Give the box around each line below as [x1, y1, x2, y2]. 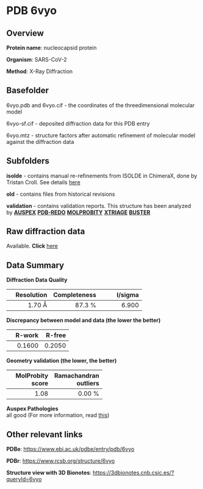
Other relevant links [6, 429, 84, 440]
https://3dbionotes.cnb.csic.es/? [92, 469, 175, 476]
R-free [45, 331, 66, 340]
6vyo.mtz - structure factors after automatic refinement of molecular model [6, 132, 196, 139]
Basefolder [6, 85, 49, 96]
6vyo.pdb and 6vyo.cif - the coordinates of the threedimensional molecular [6, 101, 195, 109]
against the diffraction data [6, 138, 74, 145]
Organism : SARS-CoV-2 [6, 56, 67, 63]
